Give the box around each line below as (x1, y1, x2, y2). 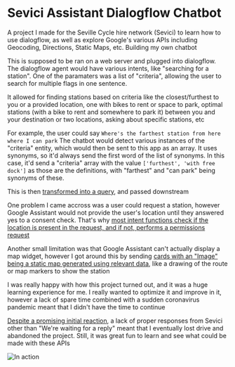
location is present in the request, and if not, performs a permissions (7, 223, 206, 231)
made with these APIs (7, 339, 70, 347)
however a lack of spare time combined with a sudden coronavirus (7, 295, 200, 304)
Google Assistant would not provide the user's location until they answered (7, 208, 224, 217)
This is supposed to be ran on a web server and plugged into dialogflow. (7, 56, 216, 65)
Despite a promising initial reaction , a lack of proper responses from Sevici (7, 316, 223, 325)
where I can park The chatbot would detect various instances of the (7, 136, 206, 145)
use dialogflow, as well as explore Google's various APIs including (7, 35, 198, 44)
